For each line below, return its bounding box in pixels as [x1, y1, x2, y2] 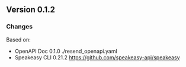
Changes [6, 23, 33, 31]
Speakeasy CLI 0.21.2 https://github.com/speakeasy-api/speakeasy [14, 53, 180, 61]
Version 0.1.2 [6, 5, 55, 15]
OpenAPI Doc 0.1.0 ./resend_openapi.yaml [14, 47, 117, 55]
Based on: [6, 36, 31, 43]
